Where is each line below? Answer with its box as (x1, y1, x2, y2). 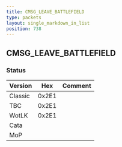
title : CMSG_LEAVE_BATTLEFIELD (6, 8, 85, 15)
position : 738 (6, 25, 42, 32)
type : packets (6, 14, 42, 20)
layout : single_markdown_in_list (6, 20, 90, 26)
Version (9, 81, 32, 90)
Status (6, 66, 26, 74)
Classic (9, 92, 30, 100)
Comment (62, 81, 91, 90)
